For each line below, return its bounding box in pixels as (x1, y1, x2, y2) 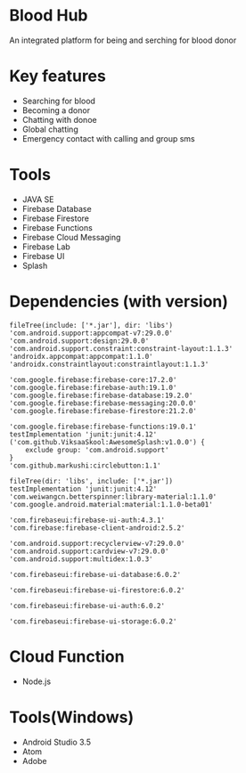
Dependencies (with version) (9, 291, 229, 312)
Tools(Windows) (9, 707, 135, 727)
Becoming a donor (21, 104, 91, 116)
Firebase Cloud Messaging (21, 232, 121, 242)
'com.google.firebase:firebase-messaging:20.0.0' (9, 398, 198, 408)
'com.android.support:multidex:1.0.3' (9, 554, 153, 564)
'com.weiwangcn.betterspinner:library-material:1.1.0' (9, 492, 217, 501)
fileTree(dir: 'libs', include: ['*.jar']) (9, 476, 174, 485)
